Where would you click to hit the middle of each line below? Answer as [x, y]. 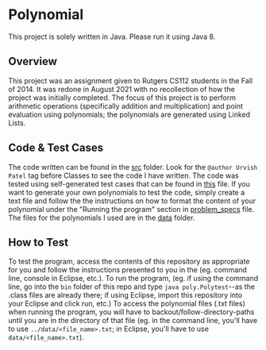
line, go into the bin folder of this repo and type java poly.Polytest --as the [132, 287]
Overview [33, 62]
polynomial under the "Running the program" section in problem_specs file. [131, 209]
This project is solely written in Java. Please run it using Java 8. [112, 37]
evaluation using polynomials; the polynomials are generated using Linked [129, 114]
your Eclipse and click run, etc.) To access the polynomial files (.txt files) [127, 304]
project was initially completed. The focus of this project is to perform [122, 98]
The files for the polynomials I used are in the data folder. [102, 217]
